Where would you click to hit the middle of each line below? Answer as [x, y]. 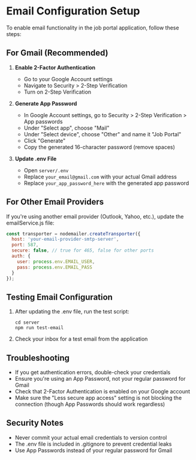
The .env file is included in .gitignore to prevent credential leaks [93, 444]
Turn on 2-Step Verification [58, 92]
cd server [27, 322]
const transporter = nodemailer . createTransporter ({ [73, 234]
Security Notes [35, 423]
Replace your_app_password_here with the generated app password [106, 183]
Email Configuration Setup [73, 11]
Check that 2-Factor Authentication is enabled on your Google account [102, 392]
